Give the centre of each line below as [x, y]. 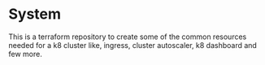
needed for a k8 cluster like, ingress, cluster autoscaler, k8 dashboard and [133, 45]
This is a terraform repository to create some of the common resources [128, 37]
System [35, 14]
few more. [25, 54]
